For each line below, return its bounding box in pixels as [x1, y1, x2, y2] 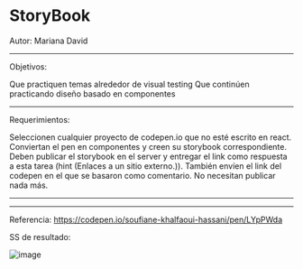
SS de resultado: [9, 231, 71, 242]
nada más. [9, 180, 49, 190]
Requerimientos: [9, 114, 70, 125]
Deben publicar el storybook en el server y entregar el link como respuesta [9, 151, 288, 162]
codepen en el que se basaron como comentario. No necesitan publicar [9, 170, 277, 181]
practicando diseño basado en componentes [9, 88, 176, 99]
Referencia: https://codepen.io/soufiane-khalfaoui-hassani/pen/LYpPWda [9, 214, 282, 225]
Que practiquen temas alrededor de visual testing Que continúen [9, 79, 250, 89]
